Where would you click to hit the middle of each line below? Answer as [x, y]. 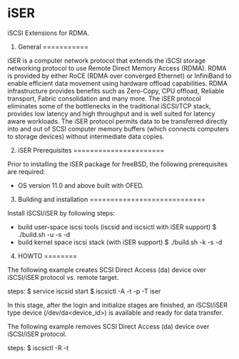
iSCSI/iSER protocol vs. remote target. [63, 277]
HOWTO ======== [47, 256]
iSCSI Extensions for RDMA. [49, 33]
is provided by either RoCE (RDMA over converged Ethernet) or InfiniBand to [119, 76]
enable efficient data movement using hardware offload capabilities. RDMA [118, 83]
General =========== [53, 46]
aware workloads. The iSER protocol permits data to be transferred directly [118, 121]
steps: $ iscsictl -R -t [38, 348]
